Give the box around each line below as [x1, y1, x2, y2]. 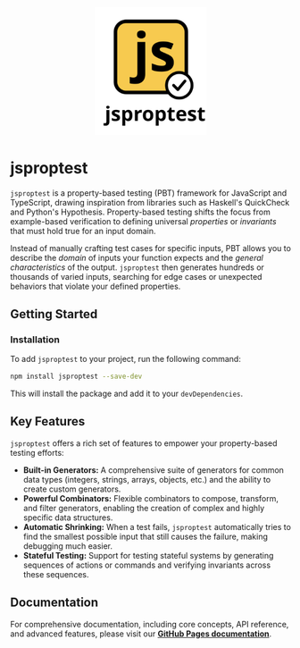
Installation [10, 333, 61, 346]
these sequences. [22, 568, 89, 579]
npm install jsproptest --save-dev [10, 372, 143, 382]
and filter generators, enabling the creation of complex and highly [22, 502, 265, 513]
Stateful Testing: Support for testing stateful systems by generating [22, 550, 274, 560]
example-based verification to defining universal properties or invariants [10, 215, 277, 226]
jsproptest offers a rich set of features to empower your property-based [10, 437, 278, 449]
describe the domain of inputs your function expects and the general [10, 252, 264, 263]
